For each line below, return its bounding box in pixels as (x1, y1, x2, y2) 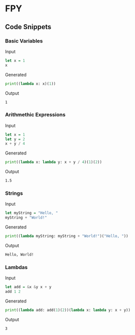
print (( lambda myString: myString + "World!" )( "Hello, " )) (5, 234, 129, 239)
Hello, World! (5, 252, 34, 257)
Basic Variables (5, 37, 43, 44)
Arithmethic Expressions (5, 112, 66, 118)
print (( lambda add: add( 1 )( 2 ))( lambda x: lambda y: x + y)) (5, 307, 131, 312)
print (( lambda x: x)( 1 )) (5, 81, 56, 86)
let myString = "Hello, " (5, 211, 58, 216)
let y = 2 (5, 137, 26, 142)
